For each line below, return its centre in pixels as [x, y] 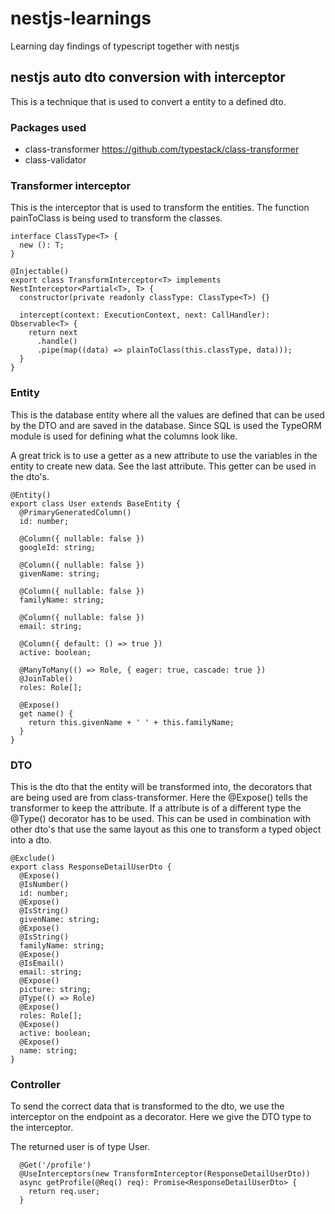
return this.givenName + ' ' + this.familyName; [131, 722]
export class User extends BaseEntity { [96, 503]
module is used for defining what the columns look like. [124, 436]
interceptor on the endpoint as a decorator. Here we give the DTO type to [161, 1117]
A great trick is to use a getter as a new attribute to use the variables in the [164, 455]
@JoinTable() [46, 678]
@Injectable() [40, 272]
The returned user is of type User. [80, 1147]
